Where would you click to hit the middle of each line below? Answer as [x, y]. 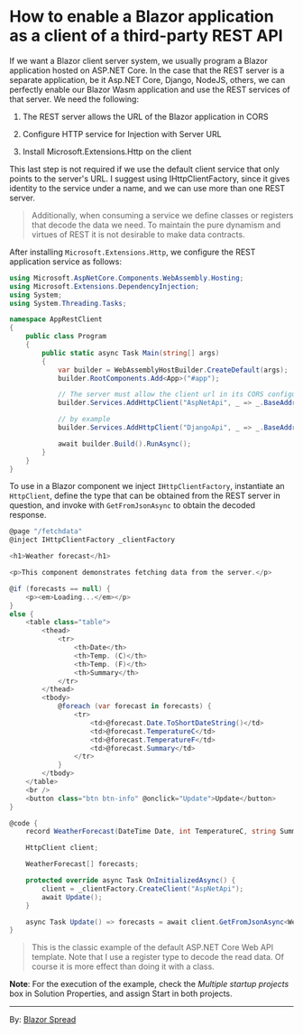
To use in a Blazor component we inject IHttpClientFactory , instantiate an [147, 486]
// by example [84, 420]
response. [28, 515]
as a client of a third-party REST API [146, 36]
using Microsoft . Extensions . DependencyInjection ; [105, 286]
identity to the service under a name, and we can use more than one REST [147, 188]
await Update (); [72, 897]
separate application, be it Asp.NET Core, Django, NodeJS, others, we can [147, 79]
